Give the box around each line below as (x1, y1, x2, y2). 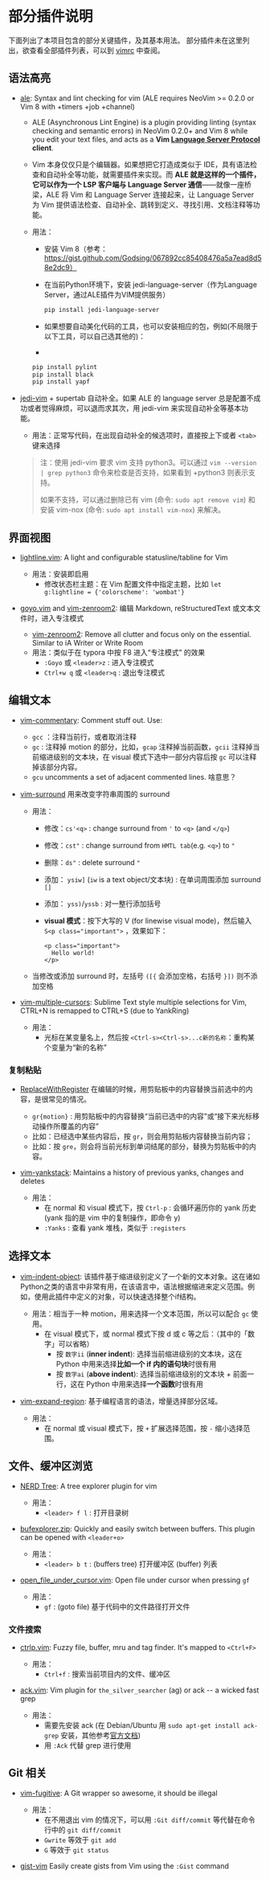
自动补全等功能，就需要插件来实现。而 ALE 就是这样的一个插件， (46, 170, 261, 179)
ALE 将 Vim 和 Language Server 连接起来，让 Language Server (46, 190, 255, 199)
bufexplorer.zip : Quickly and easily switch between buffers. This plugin (19, 1524, 256, 1533)
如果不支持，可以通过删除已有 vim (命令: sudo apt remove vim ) (39, 495, 247, 505)
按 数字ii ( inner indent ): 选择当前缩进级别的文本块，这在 (55, 1348, 243, 1359)
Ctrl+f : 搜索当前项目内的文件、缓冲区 (43, 1669, 171, 1679)
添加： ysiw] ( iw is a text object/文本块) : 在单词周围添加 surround (43, 874, 261, 884)
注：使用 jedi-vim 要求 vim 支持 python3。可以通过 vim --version (39, 457, 257, 467)
